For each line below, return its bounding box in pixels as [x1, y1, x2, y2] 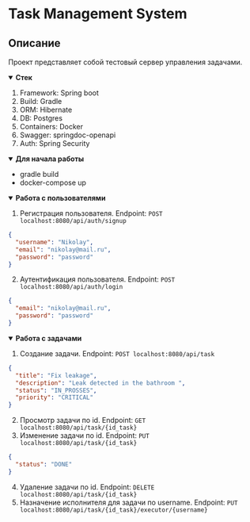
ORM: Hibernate [19, 105, 73, 114]
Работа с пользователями [15, 194, 106, 202]
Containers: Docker [19, 122, 83, 131]
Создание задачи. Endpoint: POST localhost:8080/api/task [19, 348, 215, 358]
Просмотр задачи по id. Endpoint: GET [19, 416, 146, 425]
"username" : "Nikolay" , [15, 238, 93, 246]
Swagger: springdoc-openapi [19, 130, 116, 140]
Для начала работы [15, 154, 85, 163]
